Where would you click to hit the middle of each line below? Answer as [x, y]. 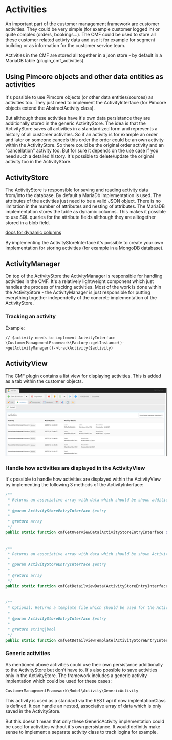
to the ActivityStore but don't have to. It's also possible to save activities [81, 670]
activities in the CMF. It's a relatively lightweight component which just [80, 281]
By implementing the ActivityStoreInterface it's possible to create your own [84, 242]
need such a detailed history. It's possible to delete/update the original [80, 156]
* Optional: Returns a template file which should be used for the [81, 608]
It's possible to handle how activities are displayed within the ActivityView [83, 479]
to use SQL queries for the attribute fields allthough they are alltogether [81, 217]
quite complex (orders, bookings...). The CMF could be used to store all [81, 34]
